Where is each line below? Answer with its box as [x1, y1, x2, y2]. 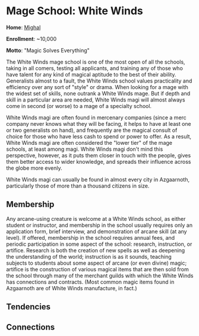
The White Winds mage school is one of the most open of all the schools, [6, 58, 185, 65]
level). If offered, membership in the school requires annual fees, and [6, 234, 175, 241]
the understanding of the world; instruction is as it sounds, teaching [6, 253, 172, 260]
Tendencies [6, 302, 51, 312]
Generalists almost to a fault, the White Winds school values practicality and [6, 77, 192, 84]
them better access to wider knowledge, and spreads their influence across [6, 158, 191, 165]
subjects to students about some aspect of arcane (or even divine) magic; [6, 259, 187, 267]
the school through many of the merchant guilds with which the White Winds [6, 272, 194, 279]
